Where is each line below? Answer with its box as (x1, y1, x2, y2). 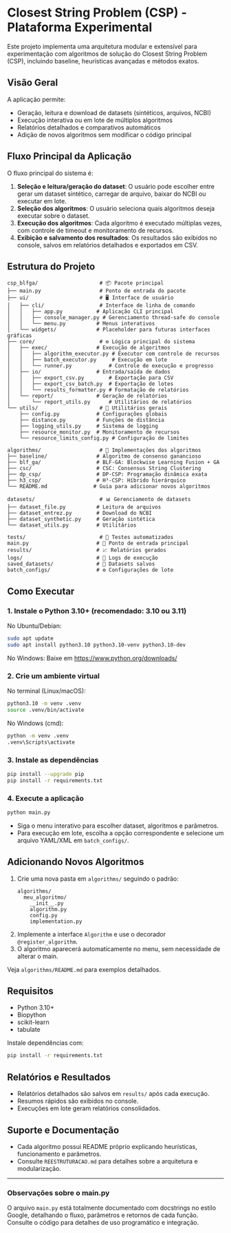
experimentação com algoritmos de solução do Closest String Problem (7, 50, 208, 58)
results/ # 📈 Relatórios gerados (7, 547, 166, 554)
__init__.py (30, 899, 64, 907)
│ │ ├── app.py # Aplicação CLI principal (7, 308, 174, 315)
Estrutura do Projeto (7, 261, 96, 272)
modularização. (16, 1164, 62, 1172)
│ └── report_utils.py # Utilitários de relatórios (7, 398, 192, 406)
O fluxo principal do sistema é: (7, 169, 94, 177)
